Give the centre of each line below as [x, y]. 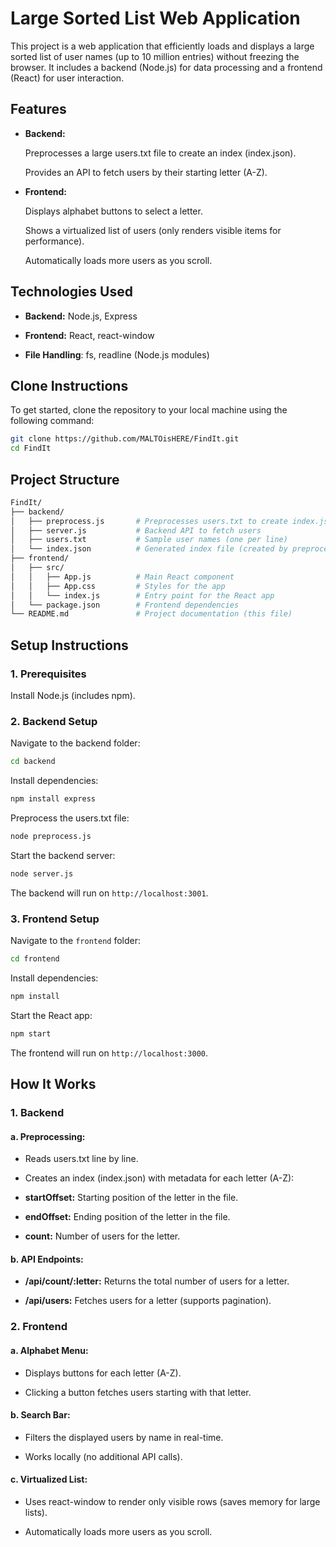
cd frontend [35, 959]
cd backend [33, 762]
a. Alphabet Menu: [49, 1350]
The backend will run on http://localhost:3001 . [109, 893]
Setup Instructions [69, 645]
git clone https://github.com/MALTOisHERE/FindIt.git [125, 439]
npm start [31, 1033]
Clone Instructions [69, 385]
